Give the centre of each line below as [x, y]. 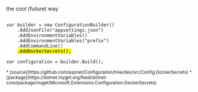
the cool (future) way [32, 9]
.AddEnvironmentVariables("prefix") [63, 41]
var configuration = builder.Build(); [55, 62]
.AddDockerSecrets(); [44, 51]
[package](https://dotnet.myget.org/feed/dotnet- [57, 78]
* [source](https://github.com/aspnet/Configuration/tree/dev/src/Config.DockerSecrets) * [99, 72]
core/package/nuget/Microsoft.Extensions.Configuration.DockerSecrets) [81, 83]
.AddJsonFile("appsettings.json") [60, 30]
